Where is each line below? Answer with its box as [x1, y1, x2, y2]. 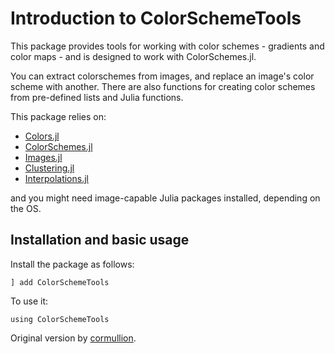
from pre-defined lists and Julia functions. [10, 91, 184, 103]
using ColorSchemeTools [10, 314, 110, 324]
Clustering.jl [24, 162, 75, 174]
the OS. [10, 202, 42, 214]
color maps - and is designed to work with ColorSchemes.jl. [10, 50, 257, 62]
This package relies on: [10, 110, 107, 122]
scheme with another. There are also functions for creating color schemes [10, 80, 316, 92]
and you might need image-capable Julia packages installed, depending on [10, 192, 321, 204]
